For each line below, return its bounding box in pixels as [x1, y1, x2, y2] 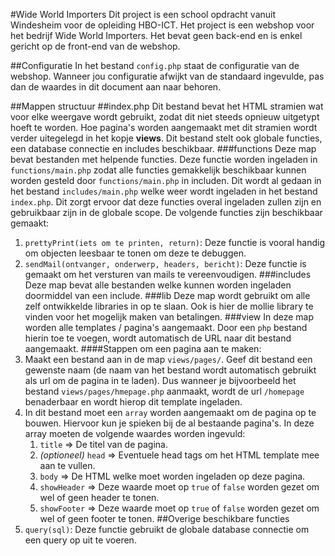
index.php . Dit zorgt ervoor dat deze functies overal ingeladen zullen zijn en [10, 196, 322, 208]
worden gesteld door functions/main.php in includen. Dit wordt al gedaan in [10, 175, 322, 186]
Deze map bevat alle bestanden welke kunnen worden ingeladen [24, 279, 292, 291]
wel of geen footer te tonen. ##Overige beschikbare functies [39, 513, 290, 524]
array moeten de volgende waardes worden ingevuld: [24, 428, 246, 439]
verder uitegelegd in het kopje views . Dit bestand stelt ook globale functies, [10, 132, 323, 144]
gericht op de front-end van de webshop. [10, 40, 181, 52]
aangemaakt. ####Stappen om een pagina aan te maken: [24, 343, 262, 354]
